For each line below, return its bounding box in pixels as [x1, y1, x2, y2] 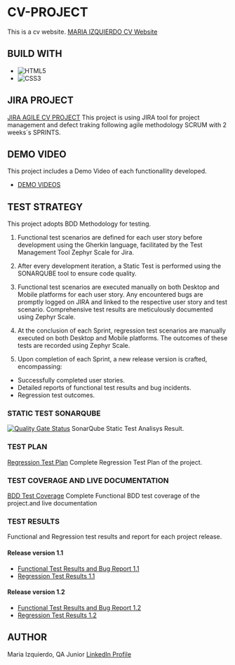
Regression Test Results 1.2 [17, 611, 97, 619]
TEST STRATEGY [7, 201, 83, 213]
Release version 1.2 [7, 588, 65, 596]
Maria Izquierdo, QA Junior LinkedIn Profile [7, 650, 132, 658]
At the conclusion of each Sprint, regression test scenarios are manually [17, 326, 227, 335]
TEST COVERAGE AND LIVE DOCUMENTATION [7, 475, 169, 485]
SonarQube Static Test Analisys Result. [71, 425, 184, 433]
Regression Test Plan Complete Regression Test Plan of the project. [7, 458, 203, 466]
